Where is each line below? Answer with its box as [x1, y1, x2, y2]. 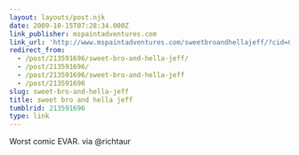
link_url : [9, 37, 46, 47]
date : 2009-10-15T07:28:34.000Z [9, 21, 129, 30]
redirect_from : [9, 46, 66, 55]
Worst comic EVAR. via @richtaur [9, 136, 132, 147]
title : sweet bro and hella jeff [9, 95, 133, 105]
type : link [9, 112, 50, 120]
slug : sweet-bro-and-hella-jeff [9, 87, 129, 96]
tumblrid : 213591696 [9, 104, 86, 112]
